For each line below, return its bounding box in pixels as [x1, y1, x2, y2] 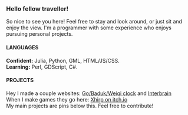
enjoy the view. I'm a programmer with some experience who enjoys [6, 24, 172, 31]
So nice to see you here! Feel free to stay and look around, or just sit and [6, 18, 183, 25]
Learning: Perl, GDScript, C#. [6, 63, 78, 70]
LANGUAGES [6, 43, 39, 51]
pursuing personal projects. [6, 31, 73, 38]
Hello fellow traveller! [6, 5, 69, 13]
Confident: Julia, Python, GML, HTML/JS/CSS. [6, 57, 120, 64]
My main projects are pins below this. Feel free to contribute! [6, 102, 154, 109]
